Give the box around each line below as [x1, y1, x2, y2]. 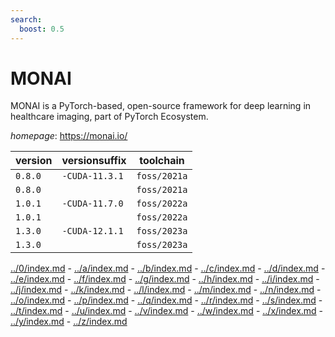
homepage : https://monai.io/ [10, 130, 128, 142]
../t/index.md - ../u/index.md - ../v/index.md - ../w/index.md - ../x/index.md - [10, 305, 324, 317]
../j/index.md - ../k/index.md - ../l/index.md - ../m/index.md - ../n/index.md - [10, 284, 322, 296]
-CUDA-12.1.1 [61, 226, 124, 237]
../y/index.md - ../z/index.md [10, 316, 128, 328]
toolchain [139, 154, 185, 168]
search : [10, 14, 43, 25]
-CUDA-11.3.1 [61, 171, 124, 182]
